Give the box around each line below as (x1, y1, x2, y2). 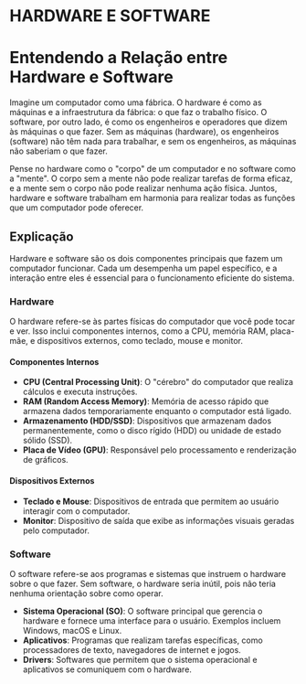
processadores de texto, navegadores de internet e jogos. (22, 644, 242, 655)
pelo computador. (22, 525, 90, 536)
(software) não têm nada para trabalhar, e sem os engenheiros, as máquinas (9, 136, 297, 147)
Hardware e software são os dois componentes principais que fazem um (9, 252, 283, 263)
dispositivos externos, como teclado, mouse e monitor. (37, 336, 244, 347)
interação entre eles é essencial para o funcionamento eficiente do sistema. (9, 272, 295, 283)
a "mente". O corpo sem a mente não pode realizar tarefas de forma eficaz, (9, 173, 293, 184)
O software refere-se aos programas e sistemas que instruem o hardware (9, 568, 286, 579)
